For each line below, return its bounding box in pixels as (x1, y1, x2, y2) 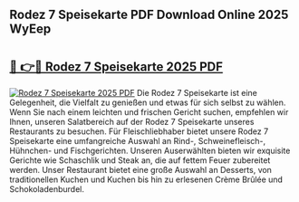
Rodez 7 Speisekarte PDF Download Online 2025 (9, 7, 289, 23)
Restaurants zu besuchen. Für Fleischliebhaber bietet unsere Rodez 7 (9, 126, 269, 137)
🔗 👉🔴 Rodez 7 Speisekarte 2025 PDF (9, 59, 224, 74)
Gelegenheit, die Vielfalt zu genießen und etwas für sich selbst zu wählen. (9, 97, 286, 108)
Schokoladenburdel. (9, 184, 84, 194)
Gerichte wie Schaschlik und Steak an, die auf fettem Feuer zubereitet (9, 155, 271, 166)
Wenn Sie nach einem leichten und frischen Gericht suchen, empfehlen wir (9, 107, 289, 117)
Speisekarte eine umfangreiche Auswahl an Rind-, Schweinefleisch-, (9, 136, 266, 146)
